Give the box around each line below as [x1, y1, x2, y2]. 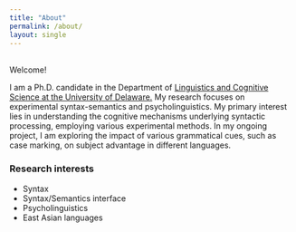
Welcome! [9, 64, 47, 75]
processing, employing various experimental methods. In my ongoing [9, 121, 268, 131]
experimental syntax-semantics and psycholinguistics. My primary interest [9, 101, 288, 112]
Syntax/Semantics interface [22, 192, 127, 204]
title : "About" [9, 13, 67, 23]
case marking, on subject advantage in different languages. [9, 140, 232, 150]
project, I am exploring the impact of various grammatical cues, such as [9, 130, 277, 141]
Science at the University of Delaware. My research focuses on [9, 92, 245, 102]
